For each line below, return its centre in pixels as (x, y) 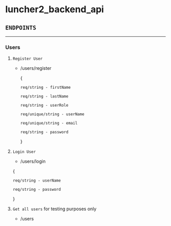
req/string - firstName (46, 88)
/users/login (33, 161)
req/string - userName (37, 181)
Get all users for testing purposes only (54, 209)
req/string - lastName (44, 96)
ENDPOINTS (21, 28)
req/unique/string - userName (52, 114)
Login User (24, 152)
